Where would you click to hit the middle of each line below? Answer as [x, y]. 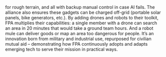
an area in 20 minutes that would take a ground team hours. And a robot [79, 28]
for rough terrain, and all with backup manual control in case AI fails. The [80, 7]
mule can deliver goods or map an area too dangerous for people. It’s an [79, 33]
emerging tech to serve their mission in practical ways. [61, 49]
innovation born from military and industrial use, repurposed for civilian [78, 39]
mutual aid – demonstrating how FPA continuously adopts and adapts [76, 44]
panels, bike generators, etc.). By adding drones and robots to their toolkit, [82, 18]
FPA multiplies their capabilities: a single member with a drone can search [81, 23]
